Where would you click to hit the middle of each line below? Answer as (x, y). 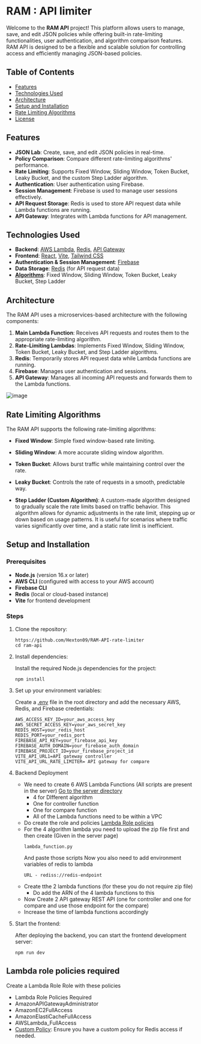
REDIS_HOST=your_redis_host (50, 730)
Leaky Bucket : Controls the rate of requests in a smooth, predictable (100, 482)
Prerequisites (26, 562)
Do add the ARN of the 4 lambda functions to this (94, 892)
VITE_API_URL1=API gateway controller (63, 756)
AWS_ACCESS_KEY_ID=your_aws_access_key (65, 719)
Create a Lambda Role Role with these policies (64, 986)
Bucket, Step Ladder (40, 282)
